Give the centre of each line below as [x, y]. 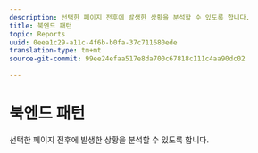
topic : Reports [37, 34]
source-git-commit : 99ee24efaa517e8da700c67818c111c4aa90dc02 [127, 59]
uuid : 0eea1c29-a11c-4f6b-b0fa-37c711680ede [93, 42]
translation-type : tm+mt [55, 51]
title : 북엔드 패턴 [41, 26]
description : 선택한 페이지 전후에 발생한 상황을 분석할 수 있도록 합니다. [129, 17]
